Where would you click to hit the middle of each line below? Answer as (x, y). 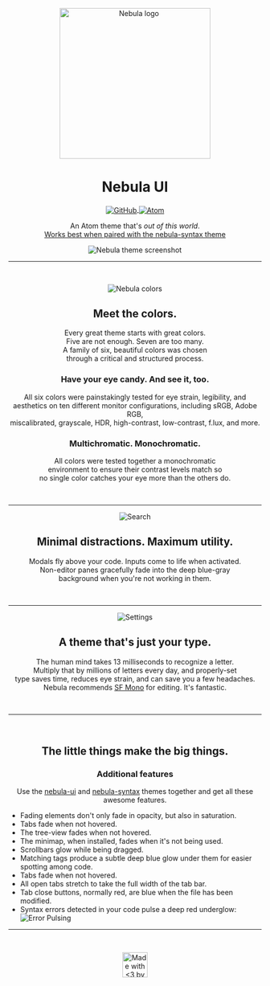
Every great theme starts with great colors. (135, 333)
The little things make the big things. (135, 751)
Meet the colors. (135, 314)
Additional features (135, 774)
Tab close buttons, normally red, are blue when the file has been (127, 893)
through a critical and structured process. (135, 358)
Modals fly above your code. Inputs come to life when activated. (135, 561)
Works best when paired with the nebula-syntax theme (135, 234)
